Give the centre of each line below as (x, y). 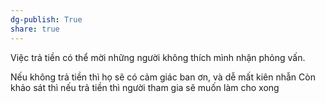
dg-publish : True (46, 19)
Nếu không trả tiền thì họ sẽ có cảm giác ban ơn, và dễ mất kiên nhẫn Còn (163, 77)
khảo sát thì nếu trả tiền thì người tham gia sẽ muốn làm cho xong (145, 87)
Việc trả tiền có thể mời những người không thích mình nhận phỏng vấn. (158, 57)
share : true (35, 29)
